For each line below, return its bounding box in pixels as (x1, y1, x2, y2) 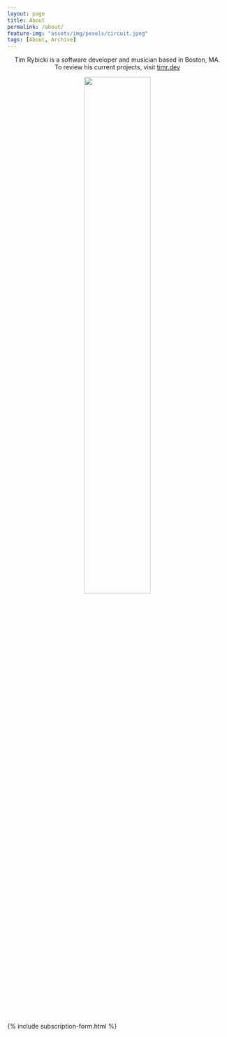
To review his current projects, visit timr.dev (54, 63, 180, 71)
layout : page (7, 10, 45, 18)
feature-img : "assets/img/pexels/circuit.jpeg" (7, 29, 149, 37)
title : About (7, 17, 45, 24)
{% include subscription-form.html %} (7, 1022, 117, 1031)
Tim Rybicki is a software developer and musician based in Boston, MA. (14, 55, 221, 64)
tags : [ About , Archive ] (7, 36, 77, 43)
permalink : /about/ (7, 23, 64, 30)
